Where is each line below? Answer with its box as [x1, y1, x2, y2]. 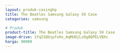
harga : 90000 [5, 39, 32, 45]
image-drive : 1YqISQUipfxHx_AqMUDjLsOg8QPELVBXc [5, 35, 108, 40]
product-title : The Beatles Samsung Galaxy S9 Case [5, 30, 115, 35]
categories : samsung [5, 16, 48, 21]
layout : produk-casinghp [5, 7, 57, 12]
